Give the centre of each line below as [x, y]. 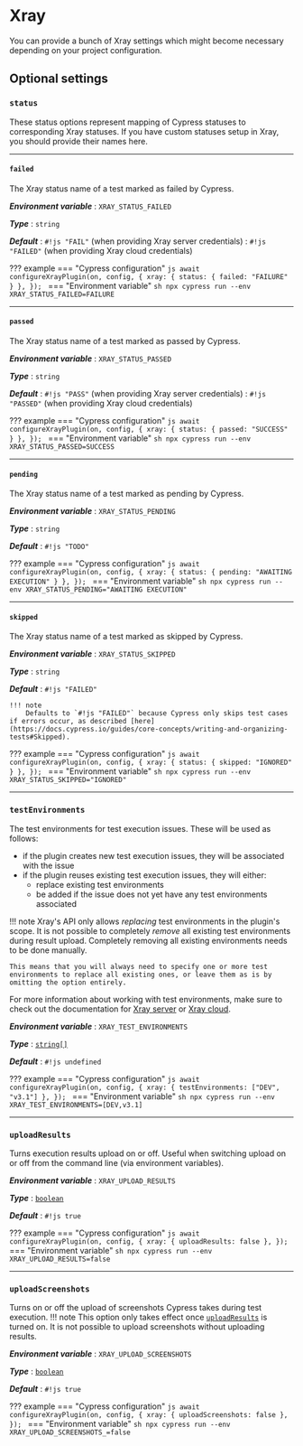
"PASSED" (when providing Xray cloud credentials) [101, 404]
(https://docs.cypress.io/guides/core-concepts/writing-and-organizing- [149, 729]
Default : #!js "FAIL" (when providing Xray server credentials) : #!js [138, 241]
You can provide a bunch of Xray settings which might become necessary [147, 41]
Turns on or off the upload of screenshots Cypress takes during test [136, 1308]
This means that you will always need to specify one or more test [139, 966]
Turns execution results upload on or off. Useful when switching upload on [148, 1153]
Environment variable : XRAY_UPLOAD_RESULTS [92, 1180]
